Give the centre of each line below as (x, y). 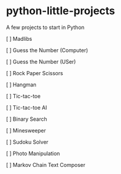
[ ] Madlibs (19, 38)
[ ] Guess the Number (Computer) (47, 50)
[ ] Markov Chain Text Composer (46, 165)
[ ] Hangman (21, 85)
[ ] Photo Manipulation (33, 153)
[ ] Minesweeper (26, 130)
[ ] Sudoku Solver (27, 142)
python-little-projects (60, 11)
